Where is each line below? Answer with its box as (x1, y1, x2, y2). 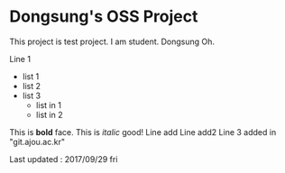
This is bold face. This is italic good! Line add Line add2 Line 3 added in (9, 126, 277, 137)
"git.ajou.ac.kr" (9, 136, 66, 147)
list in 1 (35, 99, 61, 110)
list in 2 (35, 109, 63, 120)
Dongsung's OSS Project (9, 6, 198, 27)
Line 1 (9, 53, 32, 64)
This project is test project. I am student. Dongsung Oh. (9, 36, 215, 47)
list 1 (22, 70, 40, 82)
